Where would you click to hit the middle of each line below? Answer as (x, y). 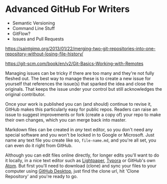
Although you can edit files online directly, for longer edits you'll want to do (82, 155)
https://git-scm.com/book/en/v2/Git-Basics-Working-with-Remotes (74, 63)
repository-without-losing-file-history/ (44, 54)
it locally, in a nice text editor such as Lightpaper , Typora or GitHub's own (80, 160)
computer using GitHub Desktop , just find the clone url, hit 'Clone (72, 171)
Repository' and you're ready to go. (42, 176)
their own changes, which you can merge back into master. (66, 120)
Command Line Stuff (33, 28)
